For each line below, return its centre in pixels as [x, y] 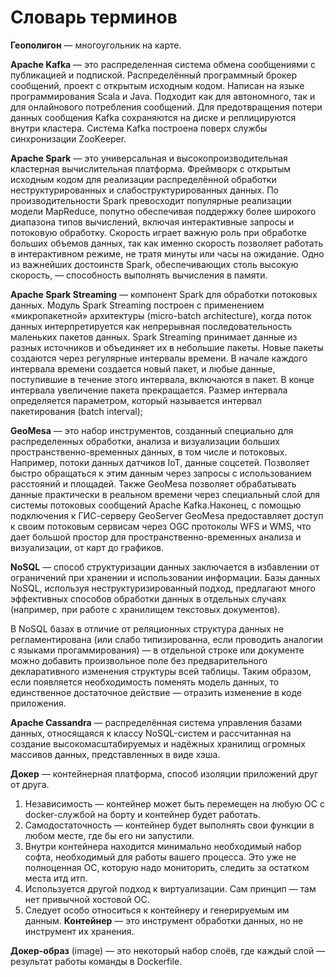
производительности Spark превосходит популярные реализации [151, 200]
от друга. [30, 784]
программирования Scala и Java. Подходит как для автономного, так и [163, 96]
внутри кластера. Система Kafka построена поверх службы [139, 128]
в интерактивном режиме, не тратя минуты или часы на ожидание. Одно [167, 253]
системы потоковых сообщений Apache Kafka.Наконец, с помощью [156, 505]
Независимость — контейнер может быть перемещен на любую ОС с [174, 803]
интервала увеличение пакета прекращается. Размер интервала [149, 390]
